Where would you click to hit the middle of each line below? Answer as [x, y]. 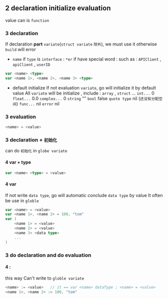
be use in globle [22, 200]
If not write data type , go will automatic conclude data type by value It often [84, 195]
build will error [21, 49]
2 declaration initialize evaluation [58, 8]
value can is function [27, 20]
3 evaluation [21, 116]
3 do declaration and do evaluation [48, 255]
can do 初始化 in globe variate [36, 151]
